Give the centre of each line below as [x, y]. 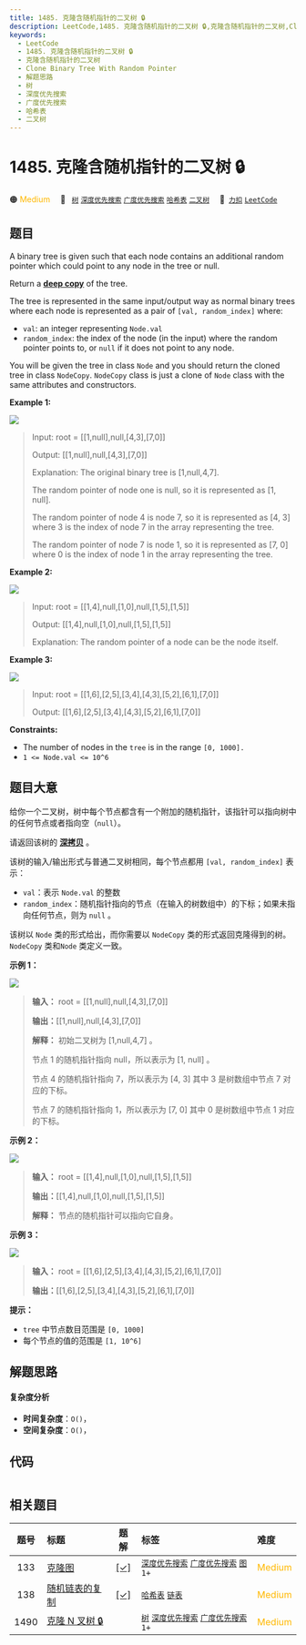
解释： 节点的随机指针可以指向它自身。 [105, 1215]
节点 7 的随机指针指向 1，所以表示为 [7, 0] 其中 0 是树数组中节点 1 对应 [163, 1109]
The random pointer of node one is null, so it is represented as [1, [154, 490]
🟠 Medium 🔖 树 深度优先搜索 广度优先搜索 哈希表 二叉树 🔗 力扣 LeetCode [143, 199]
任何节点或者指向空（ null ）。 [71, 822]
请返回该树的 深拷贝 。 [51, 842]
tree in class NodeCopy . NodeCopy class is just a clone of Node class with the [147, 375]
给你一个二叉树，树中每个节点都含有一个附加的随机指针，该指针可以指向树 [149, 811]
